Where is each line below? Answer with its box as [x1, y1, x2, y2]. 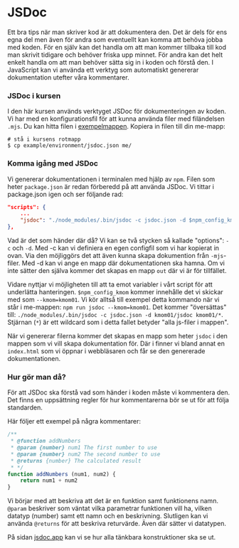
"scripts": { [7, 203, 46, 210]
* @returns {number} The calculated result [10, 457, 142, 464]
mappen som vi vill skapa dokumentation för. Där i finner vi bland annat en [7, 339, 225, 348]
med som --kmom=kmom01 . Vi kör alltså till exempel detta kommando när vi [7, 296, 220, 304]
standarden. [7, 403, 43, 412]
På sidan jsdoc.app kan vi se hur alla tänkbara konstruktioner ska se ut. [7, 533, 216, 542]
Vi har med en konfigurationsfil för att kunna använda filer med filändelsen [7, 114, 225, 123]
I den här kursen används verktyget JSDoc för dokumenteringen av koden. [7, 107, 226, 116]
